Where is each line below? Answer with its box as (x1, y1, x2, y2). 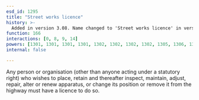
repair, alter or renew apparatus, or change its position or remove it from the (6, 81, 192, 88)
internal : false (6, 47, 46, 53)
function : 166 (6, 31, 41, 36)
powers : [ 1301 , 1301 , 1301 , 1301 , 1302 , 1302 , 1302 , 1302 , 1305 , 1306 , (6, 42, 187, 48)
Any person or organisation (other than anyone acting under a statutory (6, 68, 181, 75)
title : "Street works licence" (6, 14, 84, 20)
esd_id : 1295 (6, 8, 38, 15)
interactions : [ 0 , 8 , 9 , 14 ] (6, 36, 78, 42)
